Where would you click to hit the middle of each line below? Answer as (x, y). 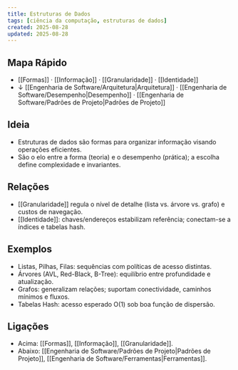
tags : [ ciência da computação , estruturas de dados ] (87, 21)
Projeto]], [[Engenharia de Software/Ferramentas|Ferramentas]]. (112, 359)
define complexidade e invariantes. (69, 164)
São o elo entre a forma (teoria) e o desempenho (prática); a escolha (118, 157)
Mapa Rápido (37, 62)
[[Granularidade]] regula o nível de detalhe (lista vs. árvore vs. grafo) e (121, 204)
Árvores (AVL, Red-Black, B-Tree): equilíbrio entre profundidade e (114, 274)
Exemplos (30, 249)
